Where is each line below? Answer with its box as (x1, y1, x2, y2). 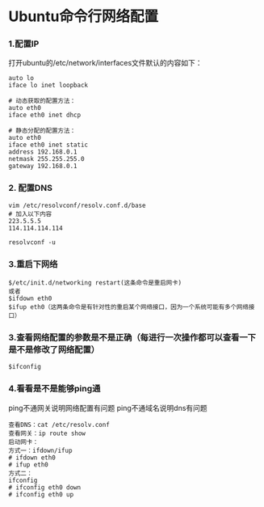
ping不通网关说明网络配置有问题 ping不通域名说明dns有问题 (8, 403, 207, 412)
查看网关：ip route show (8, 429, 86, 437)
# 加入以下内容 (8, 209, 52, 218)
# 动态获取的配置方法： (8, 97, 77, 105)
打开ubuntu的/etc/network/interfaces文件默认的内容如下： (8, 58, 203, 68)
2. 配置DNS (8, 183, 52, 194)
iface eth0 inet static (8, 141, 89, 150)
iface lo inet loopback (8, 82, 89, 90)
